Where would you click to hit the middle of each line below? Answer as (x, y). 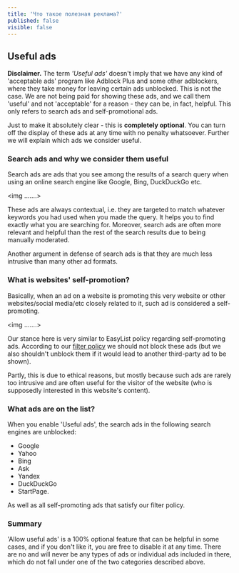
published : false (33, 21)
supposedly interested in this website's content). (79, 390)
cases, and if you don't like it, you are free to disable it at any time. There (115, 547)
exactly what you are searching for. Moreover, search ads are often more (114, 225)
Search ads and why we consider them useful (88, 159)
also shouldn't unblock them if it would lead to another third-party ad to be (117, 354)
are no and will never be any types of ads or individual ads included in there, (119, 554)
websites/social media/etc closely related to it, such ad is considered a (111, 303)
